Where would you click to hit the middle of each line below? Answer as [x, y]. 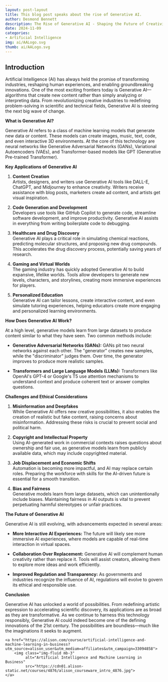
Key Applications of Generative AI [41, 167]
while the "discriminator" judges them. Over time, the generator [78, 356]
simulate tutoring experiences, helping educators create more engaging [86, 306]
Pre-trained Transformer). [32, 157]
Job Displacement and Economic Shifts [54, 463]
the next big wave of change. [35, 111]
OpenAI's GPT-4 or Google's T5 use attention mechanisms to [75, 376]
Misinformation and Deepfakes [45, 406]
